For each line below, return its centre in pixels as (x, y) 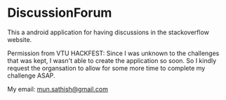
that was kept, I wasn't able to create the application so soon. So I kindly (112, 60)
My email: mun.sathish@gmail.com (58, 89)
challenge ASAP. (31, 76)
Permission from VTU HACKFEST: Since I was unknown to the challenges (113, 53)
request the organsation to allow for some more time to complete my (106, 68)
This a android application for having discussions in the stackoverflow (108, 32)
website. (20, 39)
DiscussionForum (60, 13)
